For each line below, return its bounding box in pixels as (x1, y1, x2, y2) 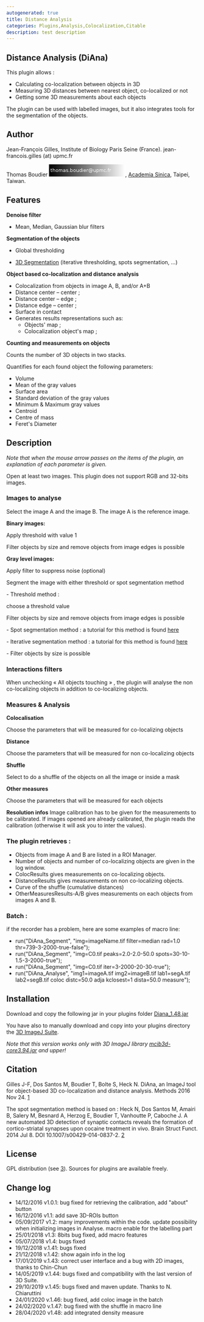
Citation (6, 1065, 38, 1075)
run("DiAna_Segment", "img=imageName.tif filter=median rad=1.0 (15, 937, 181, 944)
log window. (15, 864, 46, 871)
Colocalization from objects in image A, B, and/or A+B (15, 282, 150, 289)
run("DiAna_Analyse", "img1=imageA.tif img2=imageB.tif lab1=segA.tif (15, 969, 191, 977)
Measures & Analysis (6, 700, 71, 709)
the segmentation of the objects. (6, 112, 88, 119)
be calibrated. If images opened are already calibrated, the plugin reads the (6, 815, 195, 823)
